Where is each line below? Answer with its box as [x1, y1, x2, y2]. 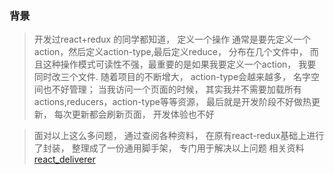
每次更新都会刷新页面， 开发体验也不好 [53, 108, 215, 121]
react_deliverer [33, 153, 96, 166]
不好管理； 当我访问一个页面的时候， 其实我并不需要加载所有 [51, 83, 302, 96]
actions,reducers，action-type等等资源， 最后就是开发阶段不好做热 [33, 96, 312, 108]
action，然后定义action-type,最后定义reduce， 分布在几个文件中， [33, 46, 308, 58]
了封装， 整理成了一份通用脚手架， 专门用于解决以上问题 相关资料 [33, 142, 305, 154]
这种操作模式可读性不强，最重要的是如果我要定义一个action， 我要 [42, 58, 317, 71]
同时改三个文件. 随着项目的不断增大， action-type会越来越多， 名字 [33, 71, 312, 83]
